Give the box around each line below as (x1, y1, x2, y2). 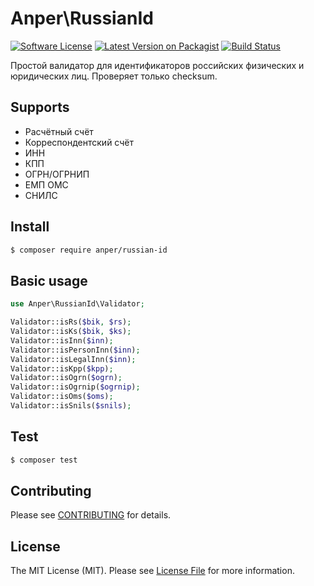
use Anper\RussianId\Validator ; (10, 299, 145, 309)
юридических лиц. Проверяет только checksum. (10, 70, 218, 82)
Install (10, 218, 50, 236)
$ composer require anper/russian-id (10, 245, 168, 255)
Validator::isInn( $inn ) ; (10, 335, 114, 346)
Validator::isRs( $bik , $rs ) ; (10, 317, 132, 327)
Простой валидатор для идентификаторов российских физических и (10, 59, 305, 71)
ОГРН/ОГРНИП (24, 168, 90, 180)
